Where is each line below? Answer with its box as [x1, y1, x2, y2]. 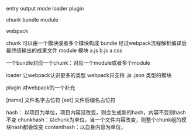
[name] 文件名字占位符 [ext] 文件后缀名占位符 [6, 96, 116, 103]
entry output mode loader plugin [6, 5, 84, 12]
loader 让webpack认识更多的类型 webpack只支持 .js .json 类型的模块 [6, 72, 172, 78]
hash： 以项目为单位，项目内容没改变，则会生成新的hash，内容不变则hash [6, 109, 186, 116]
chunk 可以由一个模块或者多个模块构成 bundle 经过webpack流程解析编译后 [6, 40, 187, 46]
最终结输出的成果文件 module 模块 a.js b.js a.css [6, 47, 123, 54]
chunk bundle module [6, 16, 58, 23]
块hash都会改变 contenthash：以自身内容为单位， [6, 124, 126, 130]
